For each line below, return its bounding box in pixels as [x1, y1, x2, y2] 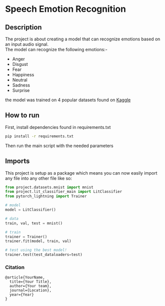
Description [5, 23, 42, 31]
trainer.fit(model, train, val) [5, 239, 71, 244]
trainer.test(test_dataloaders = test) [5, 252, 83, 257]
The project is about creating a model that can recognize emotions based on [5, 36, 161, 42]
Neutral [12, 77, 28, 83]
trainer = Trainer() [5, 234, 48, 239]
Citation [5, 264, 25, 271]
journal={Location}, [9, 288, 52, 293]
